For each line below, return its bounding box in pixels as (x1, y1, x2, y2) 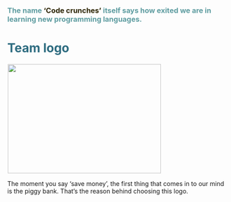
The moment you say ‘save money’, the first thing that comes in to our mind (7, 179, 225, 187)
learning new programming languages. (7, 14, 142, 24)
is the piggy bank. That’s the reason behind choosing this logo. (7, 187, 189, 195)
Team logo (7, 41, 70, 56)
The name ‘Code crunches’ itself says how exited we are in (7, 6, 211, 15)
